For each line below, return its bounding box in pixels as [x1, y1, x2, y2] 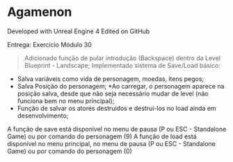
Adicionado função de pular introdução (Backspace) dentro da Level [24, 53, 221, 62]
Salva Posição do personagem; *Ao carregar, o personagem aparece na [17, 82, 225, 90]
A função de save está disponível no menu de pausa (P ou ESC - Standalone [7, 125, 227, 133]
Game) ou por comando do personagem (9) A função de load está [7, 132, 197, 141]
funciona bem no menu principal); [17, 96, 115, 105]
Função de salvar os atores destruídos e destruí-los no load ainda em [17, 104, 217, 112]
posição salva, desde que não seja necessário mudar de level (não [17, 89, 209, 98]
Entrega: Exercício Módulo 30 [7, 40, 93, 48]
